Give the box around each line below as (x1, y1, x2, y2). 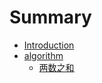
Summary (9, 6, 92, 29)
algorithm (23, 49, 64, 61)
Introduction (23, 39, 75, 51)
